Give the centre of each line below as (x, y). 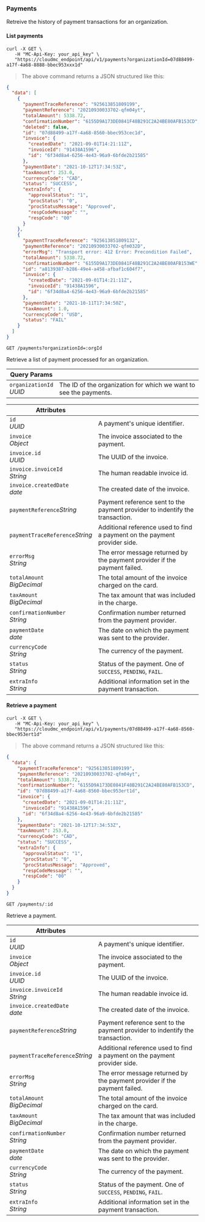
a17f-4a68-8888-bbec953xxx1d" (45, 65)
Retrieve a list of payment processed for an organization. (78, 359)
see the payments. (85, 392)
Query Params (31, 374)
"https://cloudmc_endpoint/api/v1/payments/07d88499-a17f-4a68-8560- (105, 729)
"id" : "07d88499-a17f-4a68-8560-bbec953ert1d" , (79, 791)
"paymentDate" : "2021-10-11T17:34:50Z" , (74, 303)
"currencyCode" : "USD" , (53, 315)
